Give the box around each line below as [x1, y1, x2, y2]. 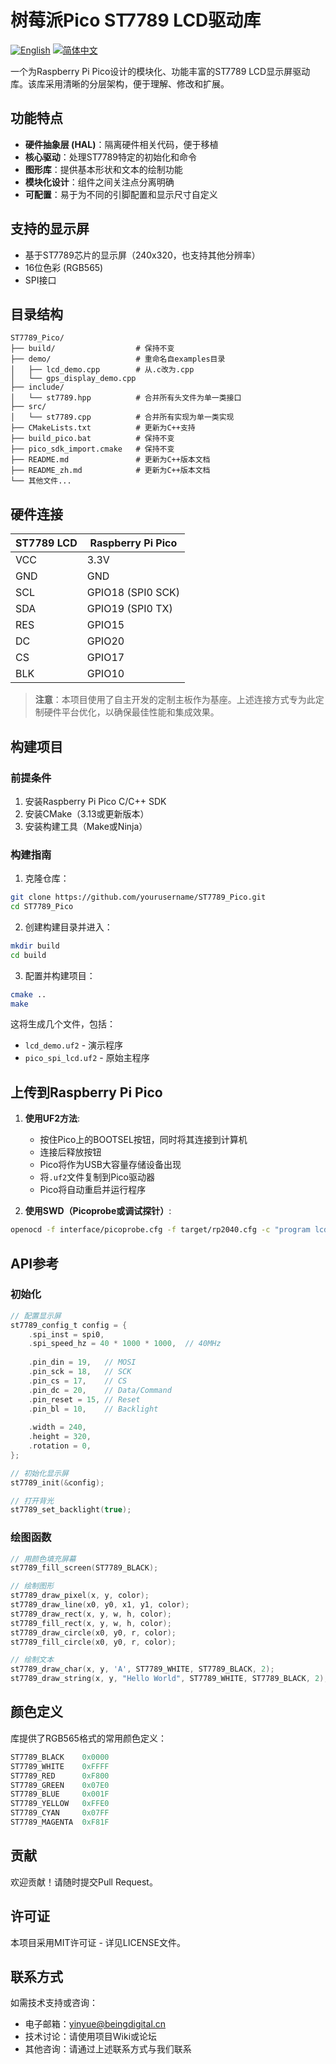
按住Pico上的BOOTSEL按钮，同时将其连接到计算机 [39, 1134, 248, 1146]
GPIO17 [86, 651, 125, 665]
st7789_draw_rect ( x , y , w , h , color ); [10, 1609, 172, 1619]
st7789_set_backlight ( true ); [10, 1505, 132, 1515]
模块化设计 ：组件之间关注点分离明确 [24, 176, 175, 188]
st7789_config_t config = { [10, 1320, 128, 1330]
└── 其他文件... [10, 476, 72, 486]
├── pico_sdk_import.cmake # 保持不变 [10, 444, 175, 455]
